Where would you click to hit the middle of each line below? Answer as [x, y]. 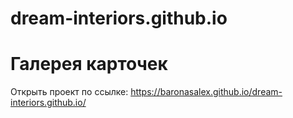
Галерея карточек [89, 64]
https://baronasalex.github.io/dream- [206, 92]
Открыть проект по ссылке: [69, 92]
